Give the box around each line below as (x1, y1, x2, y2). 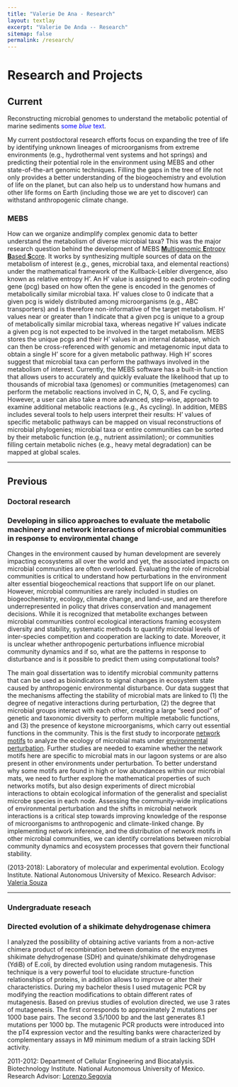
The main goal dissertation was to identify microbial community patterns (7, 669, 219, 677)
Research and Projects (7, 67, 143, 84)
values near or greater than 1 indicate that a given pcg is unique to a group (7, 313, 225, 321)
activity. (7, 1043, 30, 1052)
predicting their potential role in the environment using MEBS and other (7, 158, 215, 167)
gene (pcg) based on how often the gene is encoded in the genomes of (7, 282, 216, 291)
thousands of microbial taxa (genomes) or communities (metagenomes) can (7, 380, 229, 389)
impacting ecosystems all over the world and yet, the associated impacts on (7, 557, 229, 566)
